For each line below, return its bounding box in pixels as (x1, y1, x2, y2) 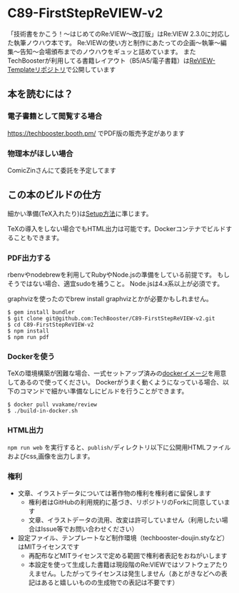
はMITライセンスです (17, 542, 80, 551)
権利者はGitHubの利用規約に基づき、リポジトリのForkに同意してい (28, 497, 225, 506)
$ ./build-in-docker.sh (7, 407, 78, 415)
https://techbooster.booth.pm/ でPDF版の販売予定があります (7, 128, 185, 137)
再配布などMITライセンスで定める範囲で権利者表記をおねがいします (28, 551, 228, 559)
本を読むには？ (7, 88, 73, 101)
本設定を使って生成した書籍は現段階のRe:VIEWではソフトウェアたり (28, 560, 228, 569)
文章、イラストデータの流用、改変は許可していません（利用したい (28, 515, 223, 524)
